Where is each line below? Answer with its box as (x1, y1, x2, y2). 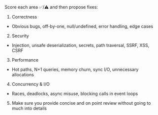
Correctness (11, 14, 37, 20)
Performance (11, 57, 39, 63)
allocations (11, 72, 34, 77)
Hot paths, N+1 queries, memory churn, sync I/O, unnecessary (11, 67, 139, 72)
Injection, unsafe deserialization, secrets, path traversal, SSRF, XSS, (11, 43, 150, 48)
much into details (11, 105, 47, 111)
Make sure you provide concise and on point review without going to (11, 100, 151, 106)
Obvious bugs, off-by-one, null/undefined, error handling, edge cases (11, 23, 154, 29)
